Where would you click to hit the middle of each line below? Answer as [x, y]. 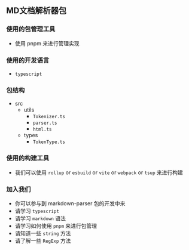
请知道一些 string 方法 [43, 233]
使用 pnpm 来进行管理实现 [47, 43]
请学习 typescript [37, 211]
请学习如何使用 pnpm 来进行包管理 [56, 226]
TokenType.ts [49, 142]
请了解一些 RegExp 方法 [43, 240]
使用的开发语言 [28, 60]
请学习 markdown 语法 [40, 218]
